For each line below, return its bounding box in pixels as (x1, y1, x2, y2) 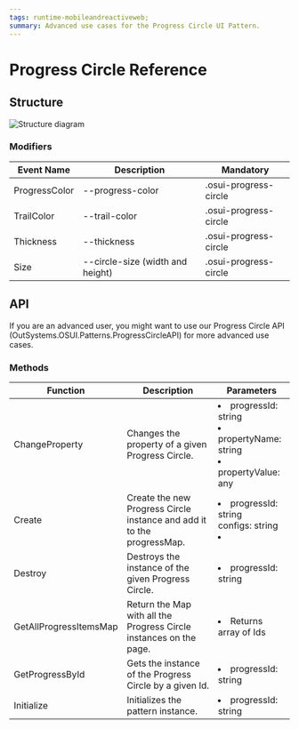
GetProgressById (13, 668, 85, 680)
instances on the (126, 631, 197, 644)
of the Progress (126, 668, 191, 680)
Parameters (226, 384, 278, 397)
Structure (9, 95, 64, 110)
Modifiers (9, 140, 53, 153)
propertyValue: (217, 466, 280, 478)
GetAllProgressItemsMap (13, 620, 118, 632)
